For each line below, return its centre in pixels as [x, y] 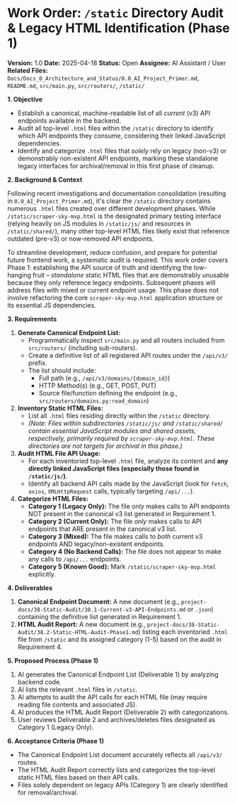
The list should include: [62, 370]
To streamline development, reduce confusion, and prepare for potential [112, 252]
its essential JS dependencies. [52, 305]
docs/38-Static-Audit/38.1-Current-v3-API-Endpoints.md [102, 610]
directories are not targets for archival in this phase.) [105, 446]
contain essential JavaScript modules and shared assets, [112, 430]
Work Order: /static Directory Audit [116, 13]
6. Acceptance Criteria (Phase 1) [56, 741]
